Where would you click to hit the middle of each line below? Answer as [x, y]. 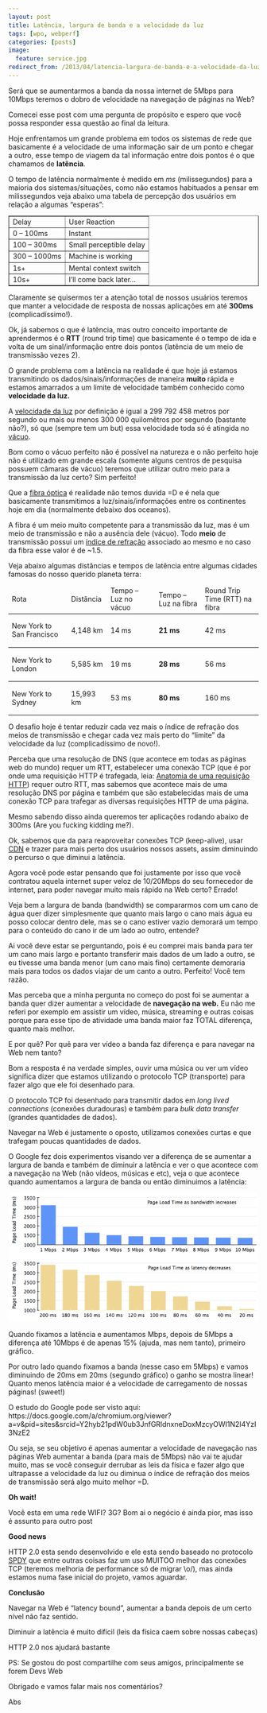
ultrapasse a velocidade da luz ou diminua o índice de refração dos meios [129, 1474]
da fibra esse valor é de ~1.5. [56, 550]
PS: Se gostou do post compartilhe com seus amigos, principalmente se [126, 1663]
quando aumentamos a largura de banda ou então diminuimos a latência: [128, 1182]
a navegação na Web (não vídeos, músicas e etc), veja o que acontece [124, 1173]
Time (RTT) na [228, 599]
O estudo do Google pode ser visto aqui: [75, 1408]
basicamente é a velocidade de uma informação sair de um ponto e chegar [131, 146]
